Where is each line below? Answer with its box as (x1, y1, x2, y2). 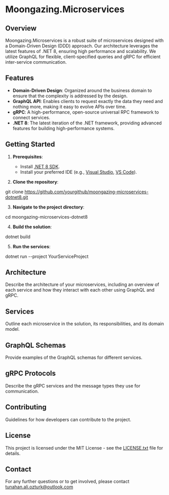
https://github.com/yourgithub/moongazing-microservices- (24, 189, 149, 195)
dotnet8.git (5, 194, 28, 200)
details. (5, 450, 21, 456)
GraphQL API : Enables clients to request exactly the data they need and (12, 98, 163, 104)
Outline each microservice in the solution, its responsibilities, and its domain (5, 321, 164, 327)
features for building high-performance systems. (12, 125, 115, 131)
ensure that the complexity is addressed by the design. (12, 93, 128, 99)
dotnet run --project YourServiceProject (5, 253, 89, 259)
